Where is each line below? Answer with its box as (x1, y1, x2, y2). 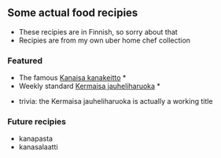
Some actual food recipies (7, 6, 138, 20)
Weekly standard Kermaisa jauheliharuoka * (18, 82, 160, 91)
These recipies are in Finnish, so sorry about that (18, 27, 178, 36)
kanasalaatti (18, 142, 58, 152)
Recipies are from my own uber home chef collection (18, 35, 190, 45)
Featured (7, 55, 43, 66)
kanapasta (18, 134, 53, 144)
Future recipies (7, 116, 67, 127)
